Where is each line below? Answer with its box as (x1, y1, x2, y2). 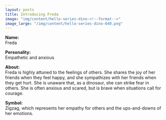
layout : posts (5, 7, 35, 12)
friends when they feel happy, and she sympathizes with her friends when (5, 75, 157, 80)
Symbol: (5, 100, 23, 106)
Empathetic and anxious (5, 55, 55, 61)
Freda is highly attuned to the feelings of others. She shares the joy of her (5, 70, 156, 76)
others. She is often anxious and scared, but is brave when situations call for (5, 85, 161, 91)
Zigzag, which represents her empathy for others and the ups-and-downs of (5, 105, 162, 111)
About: (5, 64, 20, 70)
